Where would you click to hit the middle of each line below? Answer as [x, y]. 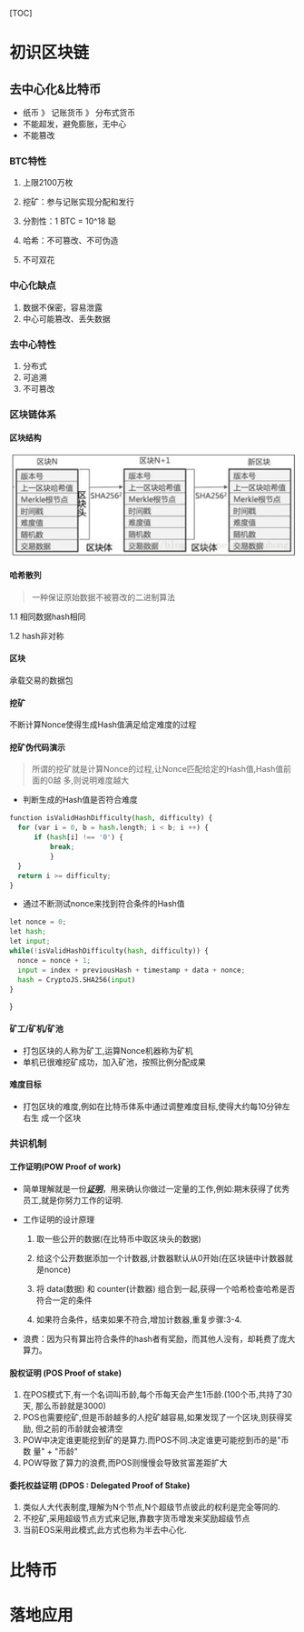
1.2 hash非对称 [37, 636]
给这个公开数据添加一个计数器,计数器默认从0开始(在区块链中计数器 [161, 1257]
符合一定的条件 [64, 1300]
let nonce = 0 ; [38, 922]
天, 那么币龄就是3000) [64, 1406]
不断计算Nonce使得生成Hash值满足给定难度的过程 [103, 725]
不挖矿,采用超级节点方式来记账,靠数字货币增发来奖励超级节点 [136, 1518]
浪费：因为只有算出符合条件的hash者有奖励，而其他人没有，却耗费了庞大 [159, 1338]
